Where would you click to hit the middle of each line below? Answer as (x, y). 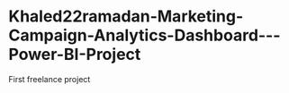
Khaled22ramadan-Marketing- (126, 17)
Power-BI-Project (75, 55)
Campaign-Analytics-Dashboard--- (144, 35)
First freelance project (50, 79)
